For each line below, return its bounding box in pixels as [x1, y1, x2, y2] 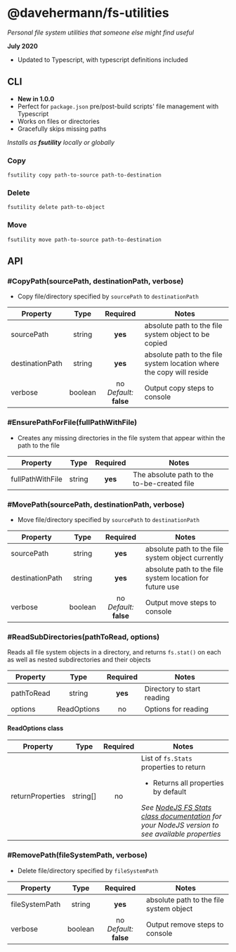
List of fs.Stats [140, 754, 193, 763]
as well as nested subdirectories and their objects [7, 656, 151, 664]
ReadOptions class [7, 723, 64, 732]
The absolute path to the [133, 469, 214, 479]
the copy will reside [144, 367, 209, 377]
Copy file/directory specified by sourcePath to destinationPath [17, 292, 199, 300]
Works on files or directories [17, 117, 100, 125]
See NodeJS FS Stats [140, 803, 212, 813]
